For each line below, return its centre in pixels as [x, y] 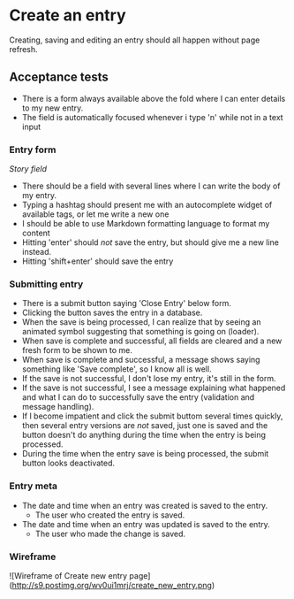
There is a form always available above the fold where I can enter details [154, 98]
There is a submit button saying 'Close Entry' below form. [126, 303]
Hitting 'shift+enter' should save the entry [98, 261]
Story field [28, 169]
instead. [37, 252]
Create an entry [68, 15]
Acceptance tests [59, 77]
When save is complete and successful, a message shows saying [141, 360]
